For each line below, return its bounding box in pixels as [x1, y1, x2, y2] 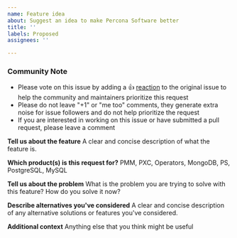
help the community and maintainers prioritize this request [17, 93, 189, 102]
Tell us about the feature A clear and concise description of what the [7, 137, 211, 146]
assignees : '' [7, 37, 50, 44]
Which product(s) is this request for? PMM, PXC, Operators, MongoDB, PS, [7, 158, 231, 167]
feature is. [7, 145, 37, 153]
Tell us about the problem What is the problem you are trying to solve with [7, 180, 226, 188]
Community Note [7, 67, 67, 77]
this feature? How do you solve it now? [7, 188, 121, 196]
